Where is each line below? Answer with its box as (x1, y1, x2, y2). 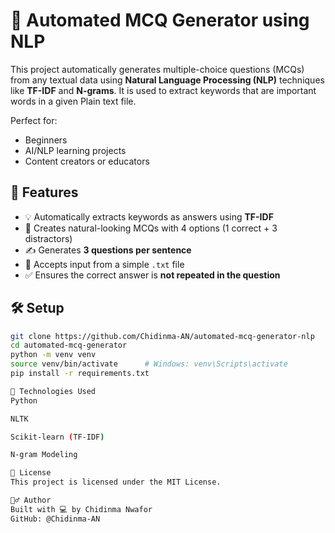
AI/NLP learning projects (24, 144, 127, 156)
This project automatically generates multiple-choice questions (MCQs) (10, 63, 305, 75)
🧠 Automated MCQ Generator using (10, 9, 310, 32)
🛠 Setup (10, 300, 65, 317)
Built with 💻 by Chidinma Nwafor (10, 504, 153, 514)
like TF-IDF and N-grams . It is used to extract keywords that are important (10, 84, 317, 96)
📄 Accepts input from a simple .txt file (24, 258, 185, 270)
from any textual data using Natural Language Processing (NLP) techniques (10, 74, 325, 86)
